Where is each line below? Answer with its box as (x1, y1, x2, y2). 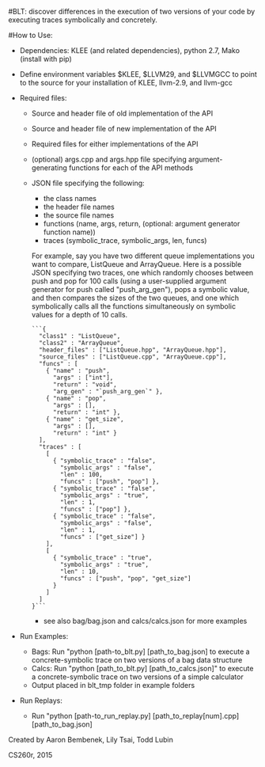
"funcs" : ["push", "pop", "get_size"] (59, 575, 191, 583)
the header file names (43, 202, 115, 211)
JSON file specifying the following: (31, 178, 145, 188)
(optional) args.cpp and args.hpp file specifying (31, 154, 187, 164)
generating (31, 163, 67, 173)
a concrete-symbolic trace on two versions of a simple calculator (31, 672, 244, 682)
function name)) (43, 227, 97, 237)
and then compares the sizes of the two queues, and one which (31, 293, 240, 302)
